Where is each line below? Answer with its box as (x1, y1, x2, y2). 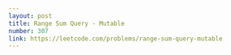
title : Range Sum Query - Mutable (8, 19, 126, 27)
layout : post (8, 11, 53, 20)
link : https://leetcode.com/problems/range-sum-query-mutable (8, 34, 223, 43)
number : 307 (8, 27, 49, 35)
